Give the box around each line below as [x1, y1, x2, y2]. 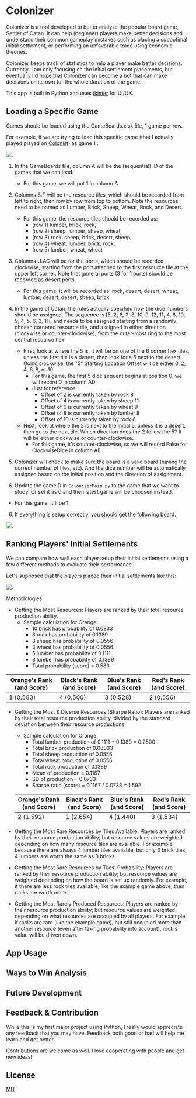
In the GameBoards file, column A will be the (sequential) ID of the [14, 162, 173, 169]
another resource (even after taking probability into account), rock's [14, 925, 178, 932]
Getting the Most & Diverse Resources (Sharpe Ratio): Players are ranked [14, 708, 190, 715]
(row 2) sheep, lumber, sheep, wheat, [32, 227, 123, 235]
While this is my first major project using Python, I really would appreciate [6, 1023, 183, 1030]
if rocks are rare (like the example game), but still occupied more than [14, 918, 182, 925]
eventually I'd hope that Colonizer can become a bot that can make [6, 72, 167, 79]
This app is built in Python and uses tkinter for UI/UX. [6, 90, 134, 97]
